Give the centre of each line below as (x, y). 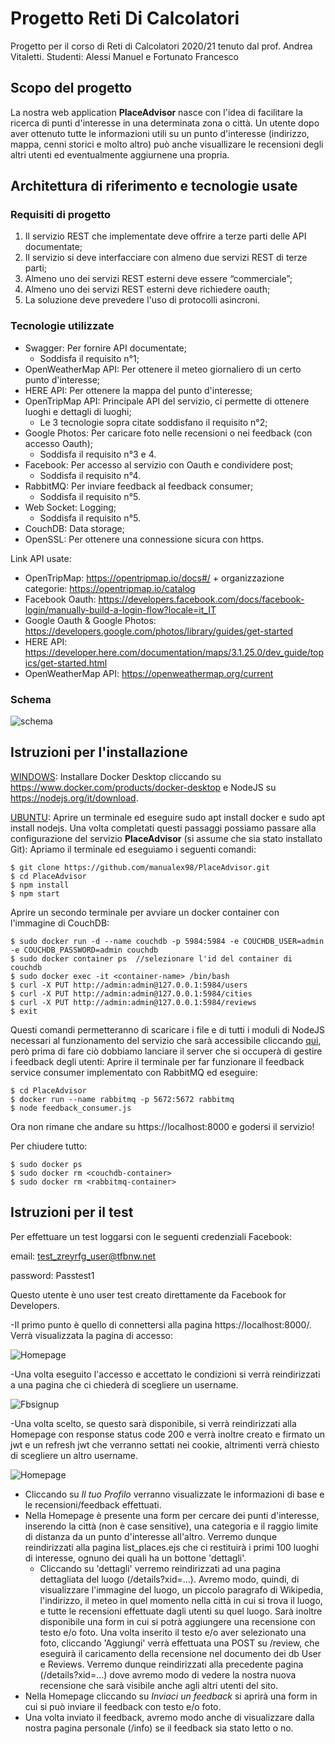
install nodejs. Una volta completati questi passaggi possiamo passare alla (163, 828)
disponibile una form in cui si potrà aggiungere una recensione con (177, 1621)
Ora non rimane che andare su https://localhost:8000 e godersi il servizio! (162, 1126)
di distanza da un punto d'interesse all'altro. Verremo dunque (151, 1536)
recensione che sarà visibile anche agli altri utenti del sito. (159, 1685)
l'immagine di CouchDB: (60, 923)
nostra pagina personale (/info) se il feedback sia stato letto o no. (159, 1728)
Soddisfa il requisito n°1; (89, 358)
